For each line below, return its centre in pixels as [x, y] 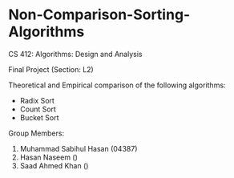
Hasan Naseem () [49, 157]
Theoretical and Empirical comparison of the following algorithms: [117, 85]
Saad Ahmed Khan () [54, 165]
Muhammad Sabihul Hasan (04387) [79, 148]
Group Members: [36, 133]
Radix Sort [37, 100]
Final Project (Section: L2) [51, 69]
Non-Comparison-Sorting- [99, 15]
